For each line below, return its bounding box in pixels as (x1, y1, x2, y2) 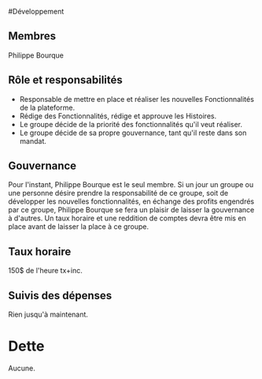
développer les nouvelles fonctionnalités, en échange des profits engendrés (8, 197, 254, 206)
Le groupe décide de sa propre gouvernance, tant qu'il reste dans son (19, 128, 247, 137)
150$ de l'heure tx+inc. (8, 266, 83, 276)
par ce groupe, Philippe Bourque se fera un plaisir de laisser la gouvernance (8, 205, 255, 215)
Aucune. (8, 363, 35, 373)
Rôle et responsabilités (8, 73, 124, 87)
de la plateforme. (19, 103, 76, 112)
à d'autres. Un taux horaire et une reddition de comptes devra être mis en (8, 213, 246, 223)
